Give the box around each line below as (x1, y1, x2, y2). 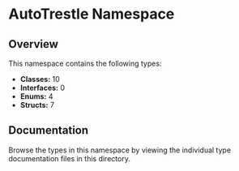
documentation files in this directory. (8, 153, 131, 163)
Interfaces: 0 (19, 83, 66, 92)
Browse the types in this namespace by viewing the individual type (8, 145, 232, 155)
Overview (8, 37, 59, 51)
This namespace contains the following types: (8, 58, 162, 68)
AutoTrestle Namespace (8, 5, 175, 24)
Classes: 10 (19, 75, 61, 83)
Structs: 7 (19, 100, 55, 109)
